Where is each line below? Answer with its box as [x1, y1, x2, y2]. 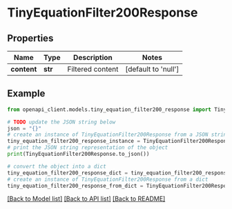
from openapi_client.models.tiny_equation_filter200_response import [7, 106, 212, 113]
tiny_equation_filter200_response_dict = [7, 169, 128, 177]
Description [73, 53, 113, 62]
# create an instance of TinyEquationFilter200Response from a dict [7, 176, 209, 183]
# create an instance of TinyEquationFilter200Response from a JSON [7, 131, 209, 139]
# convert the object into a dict [7, 163, 107, 170]
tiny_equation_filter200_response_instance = [7, 138, 140, 145]
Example [7, 88, 46, 99]
